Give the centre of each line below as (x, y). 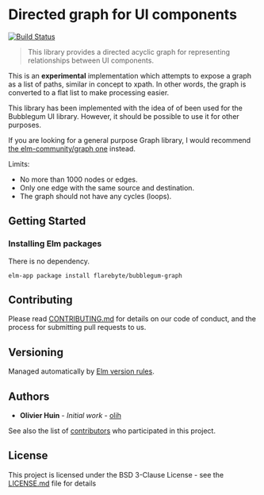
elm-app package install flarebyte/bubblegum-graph (95, 275)
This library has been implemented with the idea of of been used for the (126, 108)
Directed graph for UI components (123, 15)
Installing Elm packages (55, 244)
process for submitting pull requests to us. (77, 328)
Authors (29, 396)
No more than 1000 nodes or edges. (78, 179)
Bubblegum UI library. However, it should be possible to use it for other (124, 116)
